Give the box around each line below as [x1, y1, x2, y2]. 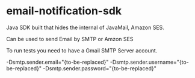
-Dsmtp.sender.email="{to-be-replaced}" [6, 58, 109, 65]
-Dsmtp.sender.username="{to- [110, 58, 190, 65]
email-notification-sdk [6, 4, 122, 18]
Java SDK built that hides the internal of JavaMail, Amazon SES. [6, 24, 164, 31]
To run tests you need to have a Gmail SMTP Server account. [6, 46, 158, 54]
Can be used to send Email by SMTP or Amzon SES [6, 35, 134, 42]
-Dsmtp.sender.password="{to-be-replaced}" [43, 64, 156, 72]
